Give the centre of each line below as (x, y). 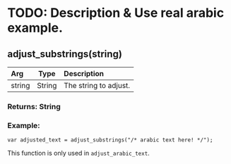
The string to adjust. (97, 86)
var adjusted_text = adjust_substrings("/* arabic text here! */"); (110, 140)
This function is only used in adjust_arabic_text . (78, 153)
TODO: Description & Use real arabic (116, 13)
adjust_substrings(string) (65, 54)
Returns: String (34, 106)
